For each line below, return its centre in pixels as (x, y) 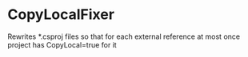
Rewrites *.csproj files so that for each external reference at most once (124, 36)
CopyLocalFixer (61, 15)
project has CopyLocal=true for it (62, 44)
